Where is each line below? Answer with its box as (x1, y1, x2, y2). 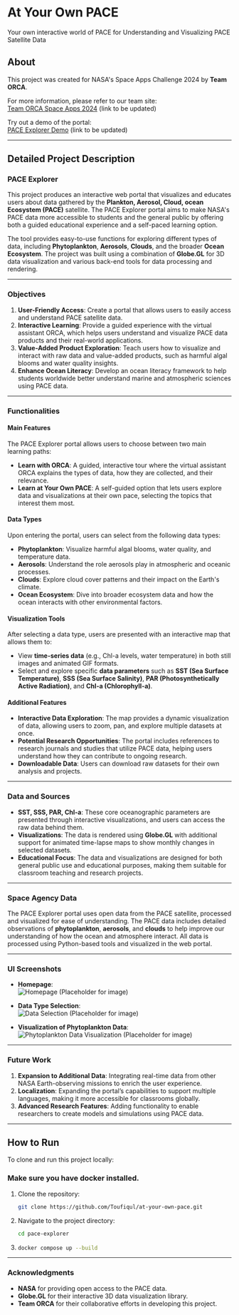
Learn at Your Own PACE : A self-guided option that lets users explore (17, 483, 222, 492)
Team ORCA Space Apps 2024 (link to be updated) (7, 104, 156, 113)
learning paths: (7, 447, 52, 455)
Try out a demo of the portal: (7, 118, 92, 126)
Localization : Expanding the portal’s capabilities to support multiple (17, 1086, 216, 1095)
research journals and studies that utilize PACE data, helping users (17, 744, 213, 753)
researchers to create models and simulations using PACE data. (17, 1109, 204, 1117)
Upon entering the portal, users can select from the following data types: (7, 531, 221, 539)
